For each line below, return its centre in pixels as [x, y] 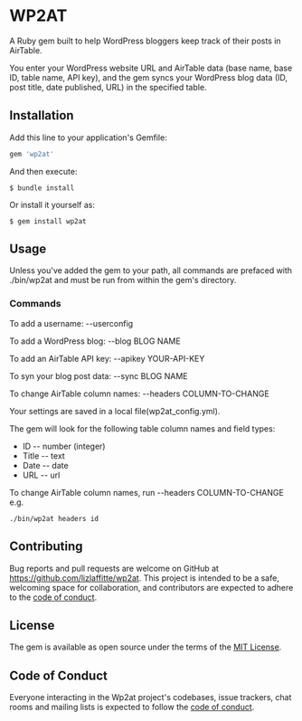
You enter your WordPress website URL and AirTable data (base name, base [151, 68]
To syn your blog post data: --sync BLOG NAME [99, 375]
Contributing [46, 547]
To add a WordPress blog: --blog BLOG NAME [95, 341]
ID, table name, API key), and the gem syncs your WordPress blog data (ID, [148, 77]
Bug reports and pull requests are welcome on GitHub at [114, 568]
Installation [42, 115]
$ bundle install [42, 188]
